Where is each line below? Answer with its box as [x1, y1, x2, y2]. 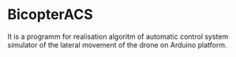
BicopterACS [7, 6, 94, 24]
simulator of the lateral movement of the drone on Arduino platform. [7, 40, 227, 49]
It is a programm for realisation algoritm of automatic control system [7, 32, 229, 41]
